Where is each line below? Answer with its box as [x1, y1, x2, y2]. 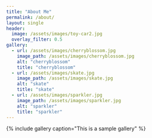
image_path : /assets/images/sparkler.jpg [17, 97, 121, 103]
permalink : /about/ [6, 14, 55, 20]
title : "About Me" [6, 8, 52, 15]
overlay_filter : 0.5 [11, 36, 63, 42]
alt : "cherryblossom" [17, 59, 70, 65]
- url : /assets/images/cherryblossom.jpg [11, 48, 116, 54]
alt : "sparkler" [17, 103, 58, 109]
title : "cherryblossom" [17, 64, 76, 70]
